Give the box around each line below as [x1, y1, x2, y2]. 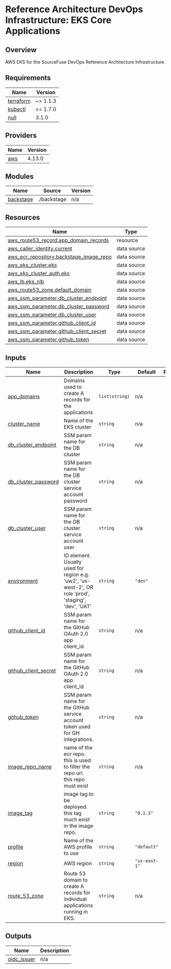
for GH [63, 729, 80, 736]
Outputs [5, 932, 32, 940]
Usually [63, 558, 82, 565]
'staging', [63, 596, 87, 604]
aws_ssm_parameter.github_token [8, 336, 90, 343]
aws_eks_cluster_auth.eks [8, 270, 70, 277]
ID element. [63, 552, 91, 559]
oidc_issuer [8, 955, 36, 962]
